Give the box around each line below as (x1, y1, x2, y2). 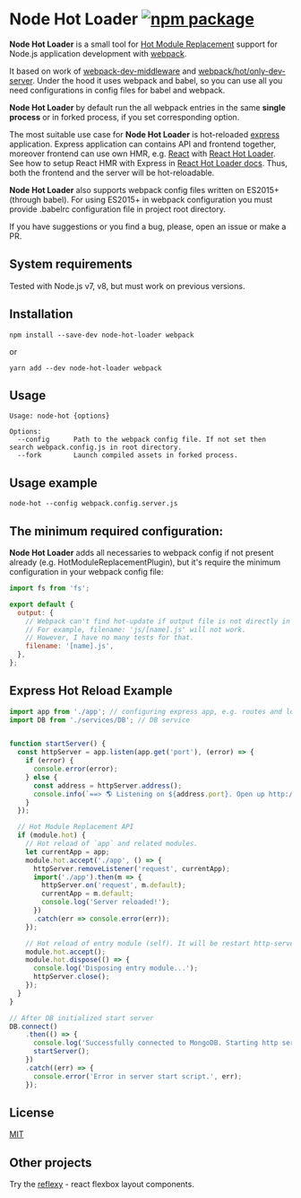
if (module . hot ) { (17, 831, 87, 840)
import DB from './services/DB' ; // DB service (9, 715, 191, 725)
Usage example (9, 475, 99, 490)
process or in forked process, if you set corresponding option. (9, 111, 240, 122)
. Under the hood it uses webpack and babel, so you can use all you (32, 75, 283, 85)
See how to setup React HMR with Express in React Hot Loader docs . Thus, (9, 157, 288, 168)
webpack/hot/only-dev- (198, 66, 287, 76)
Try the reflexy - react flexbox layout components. (9, 1179, 194, 1190)
